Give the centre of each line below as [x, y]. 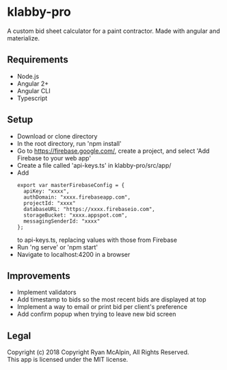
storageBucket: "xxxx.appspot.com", [76, 215]
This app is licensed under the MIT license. [68, 360]
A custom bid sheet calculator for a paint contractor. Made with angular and [113, 31]
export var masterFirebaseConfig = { [71, 185]
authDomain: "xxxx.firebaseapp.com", [77, 197]
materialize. [23, 38]
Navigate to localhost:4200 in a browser [74, 254]
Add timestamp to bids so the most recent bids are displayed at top [111, 299]
